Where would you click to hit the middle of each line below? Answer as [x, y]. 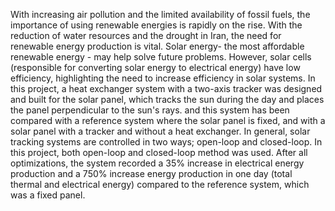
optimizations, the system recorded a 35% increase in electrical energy [157, 163]
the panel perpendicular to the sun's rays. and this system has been [150, 110]
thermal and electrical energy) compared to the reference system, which [160, 184]
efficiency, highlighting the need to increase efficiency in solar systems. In [163, 78]
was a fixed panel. [48, 195]
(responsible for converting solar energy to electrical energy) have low [155, 67]
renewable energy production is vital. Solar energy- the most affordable [157, 46]
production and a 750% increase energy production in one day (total [151, 173]
